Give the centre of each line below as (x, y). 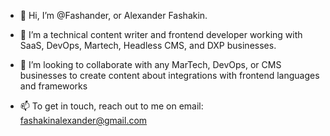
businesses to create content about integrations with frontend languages (169, 75)
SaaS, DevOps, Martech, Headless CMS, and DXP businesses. (148, 45)
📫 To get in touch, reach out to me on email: (111, 106)
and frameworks (53, 86)
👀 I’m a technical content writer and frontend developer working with (161, 34)
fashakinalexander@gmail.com (83, 120)
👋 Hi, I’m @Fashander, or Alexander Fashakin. (113, 15)
